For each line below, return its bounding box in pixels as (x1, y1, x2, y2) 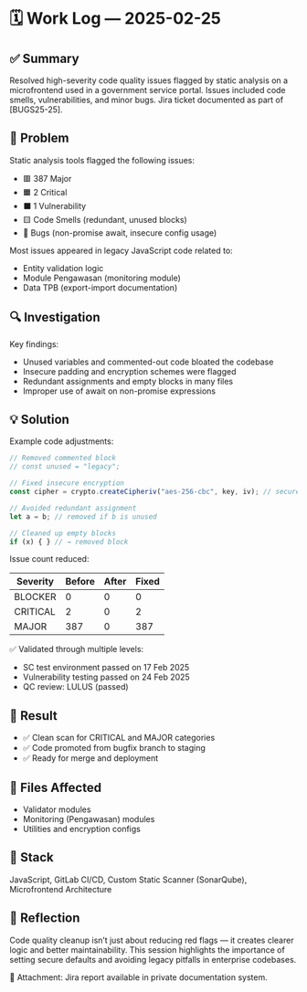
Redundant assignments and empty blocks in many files (22, 375, 234, 386)
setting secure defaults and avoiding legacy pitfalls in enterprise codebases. (9, 954, 297, 965)
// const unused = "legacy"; (9, 462, 121, 471)
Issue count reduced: (9, 554, 90, 565)
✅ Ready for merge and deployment (22, 753, 159, 764)
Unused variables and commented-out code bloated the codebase (22, 356, 274, 367)
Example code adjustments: (9, 436, 114, 447)
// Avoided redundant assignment (9, 503, 137, 512)
